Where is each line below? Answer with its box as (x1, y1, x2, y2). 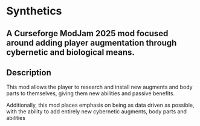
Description (6, 68, 51, 78)
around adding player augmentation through (6, 37, 177, 48)
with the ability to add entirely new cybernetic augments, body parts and (6, 108, 187, 115)
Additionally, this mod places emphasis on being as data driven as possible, (6, 101, 195, 109)
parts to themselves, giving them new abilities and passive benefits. (6, 90, 175, 97)
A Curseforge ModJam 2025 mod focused (6, 28, 169, 39)
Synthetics (6, 4, 62, 18)
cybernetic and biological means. (6, 47, 135, 57)
